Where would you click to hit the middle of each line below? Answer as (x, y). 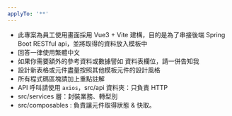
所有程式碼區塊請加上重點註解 (61, 79)
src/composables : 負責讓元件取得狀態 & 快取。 (86, 105)
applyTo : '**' (28, 14)
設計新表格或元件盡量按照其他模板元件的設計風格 (89, 70)
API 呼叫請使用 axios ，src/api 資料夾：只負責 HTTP (93, 87)
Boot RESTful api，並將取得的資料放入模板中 (82, 44)
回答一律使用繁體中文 (48, 52)
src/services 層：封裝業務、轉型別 (68, 96)
